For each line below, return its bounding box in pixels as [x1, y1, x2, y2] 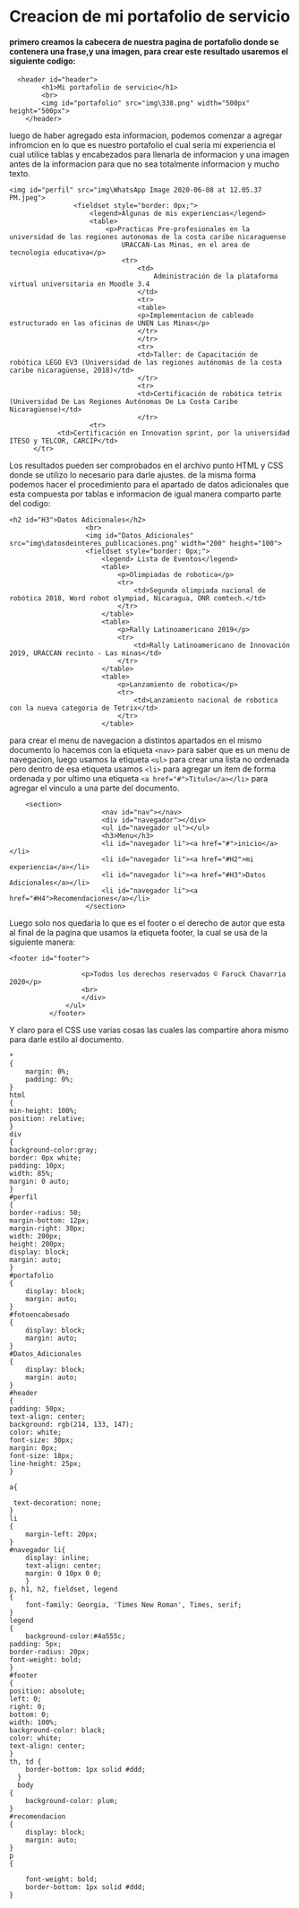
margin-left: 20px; [25, 1530, 98, 1539]
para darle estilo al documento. [9, 1034, 124, 1045]
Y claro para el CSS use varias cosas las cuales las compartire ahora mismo [9, 1024, 289, 1036]
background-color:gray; [9, 1145, 98, 1155]
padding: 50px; [9, 1404, 66, 1413]
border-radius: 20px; [9, 1647, 90, 1657]
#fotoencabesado [9, 1310, 70, 1319]
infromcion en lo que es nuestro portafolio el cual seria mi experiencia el [9, 140, 276, 151]
